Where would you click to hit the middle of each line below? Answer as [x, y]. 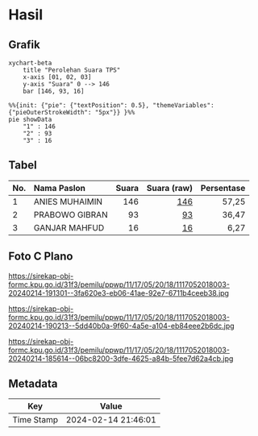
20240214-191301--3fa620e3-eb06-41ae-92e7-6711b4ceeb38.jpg [119, 293]
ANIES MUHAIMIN [68, 201]
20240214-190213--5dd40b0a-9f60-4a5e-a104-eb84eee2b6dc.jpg [122, 326]
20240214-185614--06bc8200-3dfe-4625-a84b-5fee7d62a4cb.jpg [121, 358]
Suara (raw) [170, 188]
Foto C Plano [41, 257]
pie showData [30, 119]
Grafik [24, 45]
